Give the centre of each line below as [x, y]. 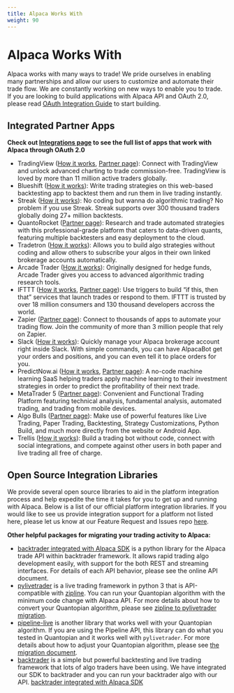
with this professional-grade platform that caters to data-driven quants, [120, 231]
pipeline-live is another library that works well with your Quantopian [115, 623]
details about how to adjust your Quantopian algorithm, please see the [118, 645]
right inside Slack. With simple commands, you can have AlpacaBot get [120, 349]
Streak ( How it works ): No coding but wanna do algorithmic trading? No [120, 200]
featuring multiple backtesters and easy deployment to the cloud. [111, 238]
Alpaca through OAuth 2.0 [46, 150]
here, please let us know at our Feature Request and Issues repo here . [108, 522]
